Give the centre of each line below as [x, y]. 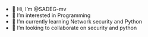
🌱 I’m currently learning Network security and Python [77, 21]
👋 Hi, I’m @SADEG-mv [39, 9]
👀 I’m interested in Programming [51, 15]
